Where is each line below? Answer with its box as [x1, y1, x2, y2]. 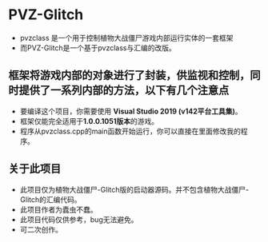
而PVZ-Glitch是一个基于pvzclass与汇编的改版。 [19, 42, 176, 53]
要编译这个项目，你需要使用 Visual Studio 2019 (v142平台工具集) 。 [19, 106, 242, 116]
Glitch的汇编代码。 [19, 194, 82, 204]
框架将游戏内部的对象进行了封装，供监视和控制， [8, 69, 250, 82]
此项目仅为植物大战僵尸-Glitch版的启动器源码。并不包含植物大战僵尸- [19, 184, 250, 194]
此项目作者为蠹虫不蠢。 [19, 204, 98, 214]
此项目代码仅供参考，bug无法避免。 [19, 214, 138, 224]
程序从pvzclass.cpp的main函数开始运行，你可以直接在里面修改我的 [19, 126, 242, 136]
